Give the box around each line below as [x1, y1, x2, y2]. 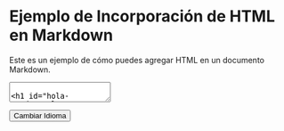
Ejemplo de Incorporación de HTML [9, 6, 276, 27]
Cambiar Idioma [13, 111, 67, 120]
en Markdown [9, 25, 114, 45]
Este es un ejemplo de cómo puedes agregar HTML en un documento [9, 54, 265, 65]
